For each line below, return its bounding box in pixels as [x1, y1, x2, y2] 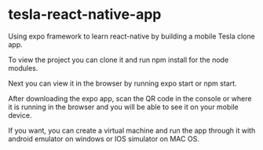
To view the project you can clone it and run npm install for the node [8, 55, 229, 64]
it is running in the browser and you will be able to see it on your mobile [8, 102, 239, 112]
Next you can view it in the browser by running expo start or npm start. [8, 79, 237, 88]
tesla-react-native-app [8, 5, 162, 24]
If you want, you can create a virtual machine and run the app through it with [8, 126, 256, 135]
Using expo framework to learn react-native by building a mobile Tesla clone [8, 31, 255, 41]
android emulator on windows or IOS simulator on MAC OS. [8, 134, 200, 143]
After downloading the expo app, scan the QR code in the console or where [8, 93, 252, 103]
